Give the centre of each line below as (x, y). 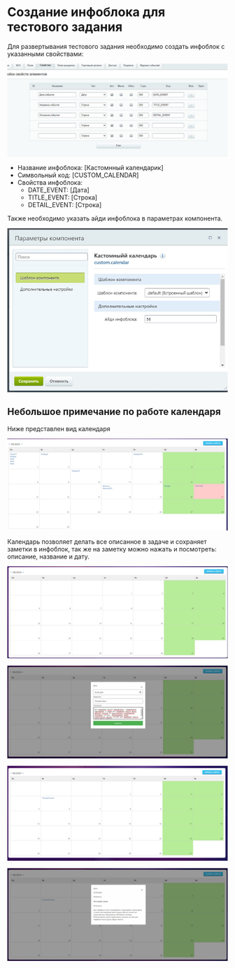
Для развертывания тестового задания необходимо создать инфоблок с (116, 46)
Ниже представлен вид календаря (59, 428)
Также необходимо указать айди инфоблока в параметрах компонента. (115, 218)
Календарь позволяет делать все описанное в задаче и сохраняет (107, 542)
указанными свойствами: (45, 54)
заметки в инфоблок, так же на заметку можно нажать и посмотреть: (112, 549)
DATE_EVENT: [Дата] (58, 190)
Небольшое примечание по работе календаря (114, 412)
